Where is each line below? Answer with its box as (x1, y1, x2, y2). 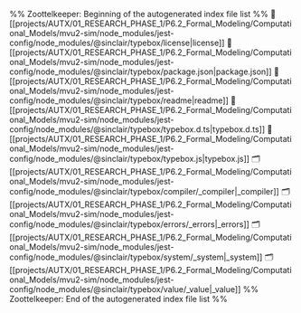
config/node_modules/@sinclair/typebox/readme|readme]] (9, 95, 229, 106)
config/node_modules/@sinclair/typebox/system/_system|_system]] (9, 251, 263, 262)
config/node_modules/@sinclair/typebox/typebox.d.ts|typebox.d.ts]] (9, 124, 265, 135)
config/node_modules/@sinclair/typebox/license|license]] (9, 37, 225, 48)
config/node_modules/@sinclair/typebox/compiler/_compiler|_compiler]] (9, 186, 280, 196)
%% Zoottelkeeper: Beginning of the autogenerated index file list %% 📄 (9, 9, 277, 19)
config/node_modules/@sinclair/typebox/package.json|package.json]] (9, 66, 273, 77)
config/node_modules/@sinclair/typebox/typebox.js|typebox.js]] (9, 154, 250, 164)
